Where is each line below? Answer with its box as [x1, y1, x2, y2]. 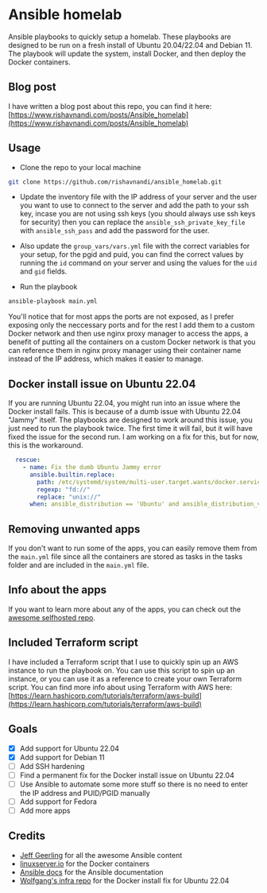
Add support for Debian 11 [19, 752, 105, 762]
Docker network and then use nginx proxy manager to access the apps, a [8, 328, 249, 339]
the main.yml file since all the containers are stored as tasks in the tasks [8, 552, 243, 561]
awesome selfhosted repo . [8, 612, 95, 622]
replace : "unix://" [37, 493, 102, 501]
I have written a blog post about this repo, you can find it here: [8, 101, 212, 111]
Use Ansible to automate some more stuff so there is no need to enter [19, 779, 249, 789]
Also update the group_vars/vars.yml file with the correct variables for [19, 241, 250, 251]
